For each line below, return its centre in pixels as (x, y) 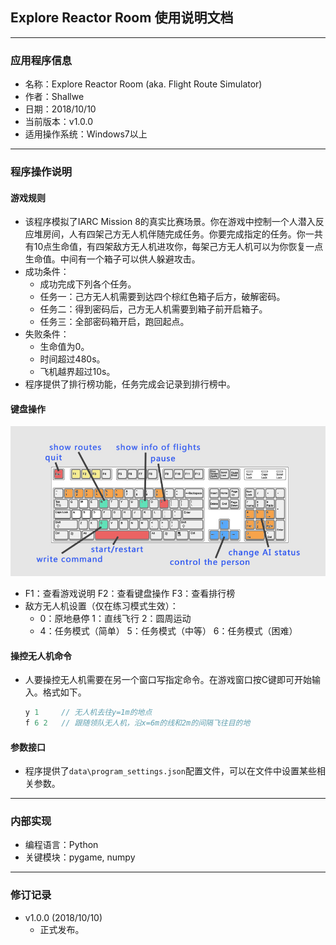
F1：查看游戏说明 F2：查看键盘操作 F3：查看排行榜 (130, 593)
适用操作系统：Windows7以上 (86, 134)
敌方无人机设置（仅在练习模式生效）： (101, 605)
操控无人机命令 (41, 655)
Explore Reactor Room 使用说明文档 (122, 18)
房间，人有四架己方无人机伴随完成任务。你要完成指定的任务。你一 (178, 234)
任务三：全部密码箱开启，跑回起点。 (114, 322)
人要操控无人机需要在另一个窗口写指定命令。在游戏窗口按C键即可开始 (168, 680)
